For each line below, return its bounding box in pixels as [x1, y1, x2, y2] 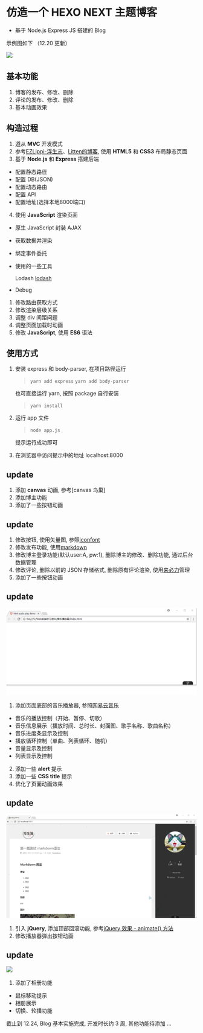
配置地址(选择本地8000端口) [14, 198, 86, 205]
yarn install [30, 403, 63, 409]
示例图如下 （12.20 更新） [6, 39, 71, 46]
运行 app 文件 [14, 414, 50, 421]
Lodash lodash [14, 274, 53, 281]
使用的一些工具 [14, 262, 53, 269]
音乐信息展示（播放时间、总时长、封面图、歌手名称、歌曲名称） [14, 722, 174, 729]
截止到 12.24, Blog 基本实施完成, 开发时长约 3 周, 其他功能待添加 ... [6, 1020, 172, 1027]
